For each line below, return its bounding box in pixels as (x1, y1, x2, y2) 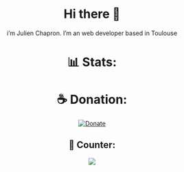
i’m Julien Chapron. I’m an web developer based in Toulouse (6, 29, 178, 37)
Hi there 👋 (63, 6, 121, 22)
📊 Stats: (67, 54, 117, 70)
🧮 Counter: (68, 139, 116, 151)
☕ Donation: (56, 92, 128, 107)
